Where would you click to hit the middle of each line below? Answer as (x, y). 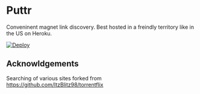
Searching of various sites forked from (54, 78)
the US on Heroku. (29, 33)
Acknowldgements (43, 64)
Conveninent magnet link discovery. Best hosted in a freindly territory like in (100, 27)
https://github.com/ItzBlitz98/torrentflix (55, 84)
